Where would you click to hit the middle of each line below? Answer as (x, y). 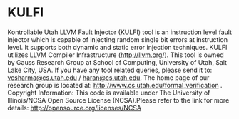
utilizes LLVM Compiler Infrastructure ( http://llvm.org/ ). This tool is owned (116, 55)
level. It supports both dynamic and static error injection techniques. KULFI (117, 47)
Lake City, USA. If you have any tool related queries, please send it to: (110, 70)
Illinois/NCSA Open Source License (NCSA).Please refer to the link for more (118, 100)
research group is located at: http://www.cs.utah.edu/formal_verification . (115, 85)
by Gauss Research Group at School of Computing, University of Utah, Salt (117, 62)
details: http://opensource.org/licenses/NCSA (74, 108)
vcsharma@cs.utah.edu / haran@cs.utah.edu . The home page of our (108, 77)
